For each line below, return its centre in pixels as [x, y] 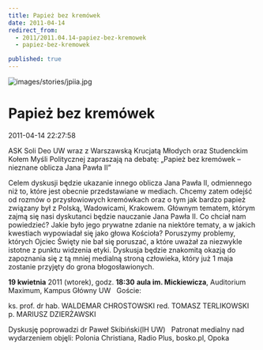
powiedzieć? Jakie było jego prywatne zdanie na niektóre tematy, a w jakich [132, 224]
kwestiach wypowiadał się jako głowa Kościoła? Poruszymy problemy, [122, 233]
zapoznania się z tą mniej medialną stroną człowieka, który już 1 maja [121, 258]
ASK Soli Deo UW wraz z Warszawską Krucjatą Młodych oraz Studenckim [128, 150]
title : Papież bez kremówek [54, 15]
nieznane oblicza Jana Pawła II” [60, 167]
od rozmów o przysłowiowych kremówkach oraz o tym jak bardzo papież [127, 199]
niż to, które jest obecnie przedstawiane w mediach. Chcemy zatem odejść [130, 191]
